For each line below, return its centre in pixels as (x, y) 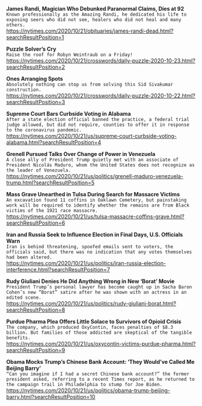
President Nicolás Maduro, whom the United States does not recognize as (101, 165)
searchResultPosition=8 (36, 310)
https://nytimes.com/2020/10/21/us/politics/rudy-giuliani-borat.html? (91, 303)
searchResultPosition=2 (36, 67)
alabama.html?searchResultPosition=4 (54, 142)
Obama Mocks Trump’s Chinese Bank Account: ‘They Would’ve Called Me (100, 362)
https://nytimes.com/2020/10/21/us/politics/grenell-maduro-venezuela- (95, 176)
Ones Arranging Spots (35, 79)
